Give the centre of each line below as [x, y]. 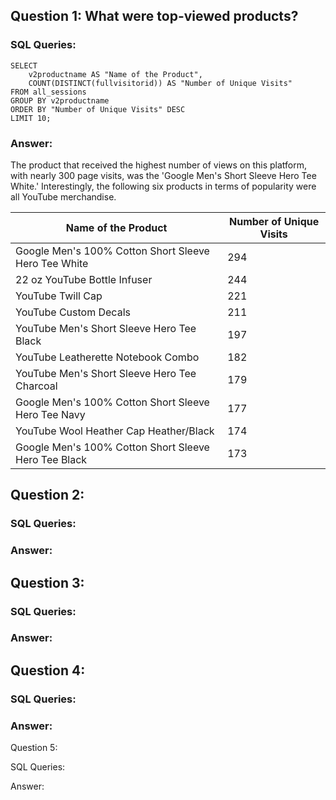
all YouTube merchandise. [63, 196]
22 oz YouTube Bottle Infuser [84, 279]
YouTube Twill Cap [59, 296]
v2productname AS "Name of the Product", [115, 74]
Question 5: [34, 748]
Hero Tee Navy [50, 414]
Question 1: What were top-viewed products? [154, 16]
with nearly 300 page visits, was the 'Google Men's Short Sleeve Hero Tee [163, 175]
